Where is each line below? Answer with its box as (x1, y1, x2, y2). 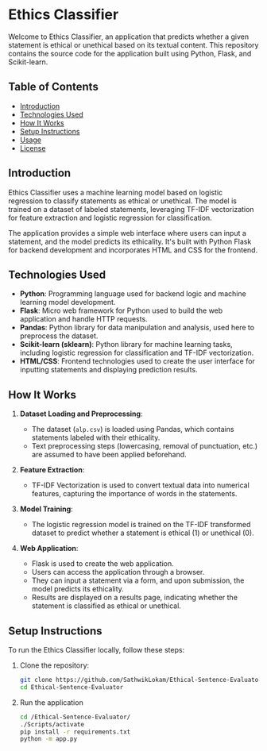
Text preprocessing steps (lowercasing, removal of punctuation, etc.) (31, 441, 258, 451)
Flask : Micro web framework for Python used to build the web (19, 306, 223, 315)
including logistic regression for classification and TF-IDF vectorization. (19, 348, 254, 358)
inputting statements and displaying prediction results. (19, 365, 198, 375)
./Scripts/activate (19, 720, 85, 728)
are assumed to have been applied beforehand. (31, 450, 187, 460)
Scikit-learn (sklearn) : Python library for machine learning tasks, (19, 340, 233, 349)
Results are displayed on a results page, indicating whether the (31, 593, 238, 603)
